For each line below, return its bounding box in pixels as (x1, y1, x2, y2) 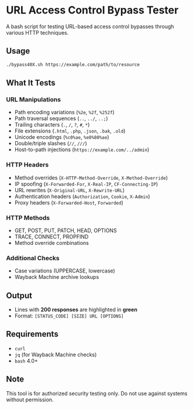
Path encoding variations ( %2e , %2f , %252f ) (14, 109, 115, 116)
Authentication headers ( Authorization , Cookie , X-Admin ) (14, 193, 150, 200)
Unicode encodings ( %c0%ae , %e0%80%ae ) (14, 134, 109, 141)
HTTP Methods (6, 213, 50, 221)
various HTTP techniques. (6, 29, 69, 36)
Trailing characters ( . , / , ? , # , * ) (14, 121, 90, 128)
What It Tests (6, 78, 56, 88)
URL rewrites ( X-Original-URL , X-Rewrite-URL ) (14, 186, 125, 193)
